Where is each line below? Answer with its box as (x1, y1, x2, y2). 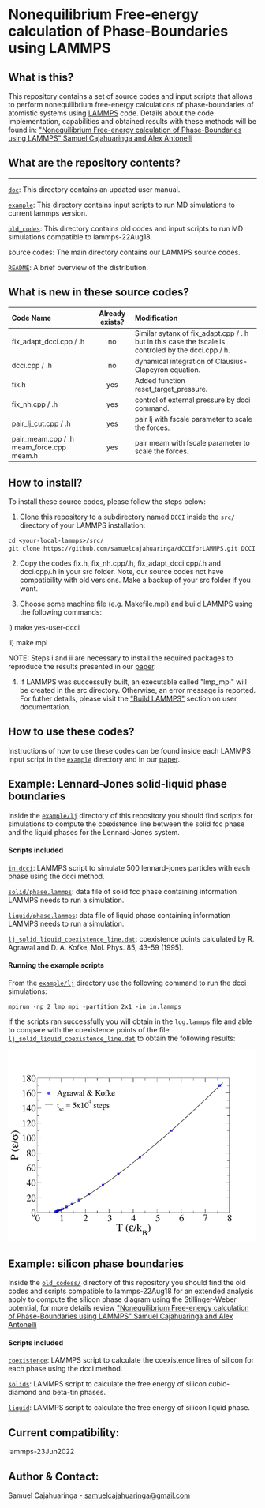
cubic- (208, 1379, 230, 1389)
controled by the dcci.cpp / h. (134, 345, 230, 355)
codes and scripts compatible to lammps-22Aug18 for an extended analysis (8, 1286, 254, 1296)
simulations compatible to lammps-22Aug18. (8, 231, 152, 242)
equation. (170, 365, 201, 374)
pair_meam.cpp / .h (11, 434, 75, 443)
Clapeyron (134, 365, 169, 374)
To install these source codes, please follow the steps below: (8, 496, 207, 506)
